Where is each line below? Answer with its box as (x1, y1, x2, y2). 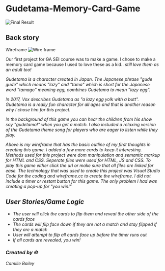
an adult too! (5, 67, 31, 72)
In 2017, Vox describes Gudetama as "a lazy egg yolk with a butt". (5, 96, 139, 102)
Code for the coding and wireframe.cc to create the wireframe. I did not (5, 173, 151, 179)
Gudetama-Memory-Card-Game (5, 3, 140, 14)
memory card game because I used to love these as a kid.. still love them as (5, 61, 159, 67)
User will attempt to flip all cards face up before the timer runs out (12, 232, 147, 237)
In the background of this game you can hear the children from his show (5, 116, 153, 122)
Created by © (5, 249, 39, 256)
